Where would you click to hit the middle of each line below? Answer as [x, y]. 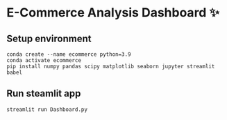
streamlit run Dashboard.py [47, 109]
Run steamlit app [44, 93]
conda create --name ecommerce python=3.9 [69, 54]
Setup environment [49, 38]
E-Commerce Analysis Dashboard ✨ [113, 13]
